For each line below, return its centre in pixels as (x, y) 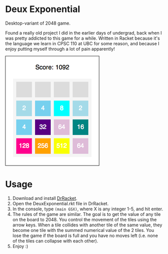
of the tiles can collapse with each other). (55, 241)
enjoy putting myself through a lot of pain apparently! (60, 49)
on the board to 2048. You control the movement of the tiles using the (85, 219)
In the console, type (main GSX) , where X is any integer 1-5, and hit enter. (88, 209)
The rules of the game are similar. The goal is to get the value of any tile (87, 214)
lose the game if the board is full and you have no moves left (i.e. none (85, 235)
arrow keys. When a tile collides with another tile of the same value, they (87, 225)
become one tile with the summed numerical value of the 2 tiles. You (83, 230)
